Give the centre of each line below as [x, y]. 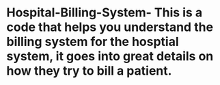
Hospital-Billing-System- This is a [105, 13]
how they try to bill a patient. [89, 71]
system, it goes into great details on [110, 57]
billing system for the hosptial [93, 42]
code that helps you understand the [110, 27]
